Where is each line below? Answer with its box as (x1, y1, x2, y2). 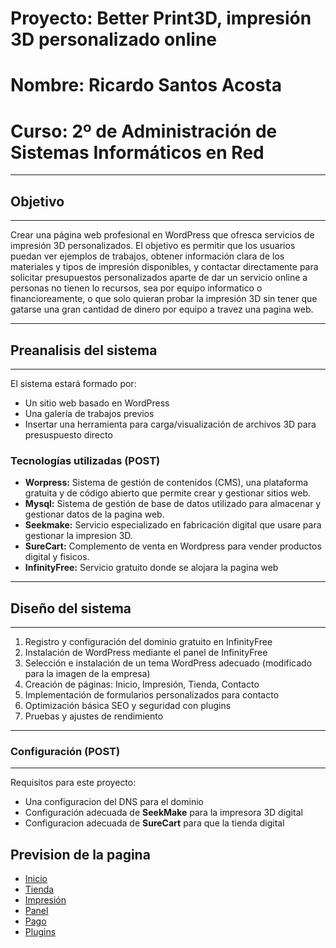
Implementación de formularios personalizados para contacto (24, 689, 280, 701)
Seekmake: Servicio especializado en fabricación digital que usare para (24, 519, 322, 531)
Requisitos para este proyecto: (10, 777, 137, 789)
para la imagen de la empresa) (24, 668, 151, 680)
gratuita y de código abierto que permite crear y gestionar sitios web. (24, 487, 312, 499)
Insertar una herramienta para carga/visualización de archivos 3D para (24, 418, 317, 430)
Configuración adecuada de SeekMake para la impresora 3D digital (24, 807, 303, 819)
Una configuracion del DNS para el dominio (24, 796, 204, 808)
